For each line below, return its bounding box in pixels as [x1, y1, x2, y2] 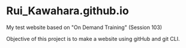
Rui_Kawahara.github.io [6, 4, 129, 18]
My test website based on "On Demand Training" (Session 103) [6, 24, 163, 31]
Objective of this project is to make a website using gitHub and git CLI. [6, 35, 180, 42]
